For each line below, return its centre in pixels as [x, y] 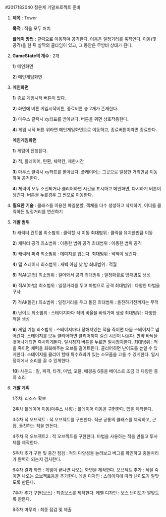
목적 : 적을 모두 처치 [31, 28]
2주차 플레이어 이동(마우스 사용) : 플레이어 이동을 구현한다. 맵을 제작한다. [83, 409]
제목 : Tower [25, 18]
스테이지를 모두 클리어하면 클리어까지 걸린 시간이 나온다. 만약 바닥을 [92, 336]
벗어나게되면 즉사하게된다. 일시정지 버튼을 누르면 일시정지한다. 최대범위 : [82, 342]
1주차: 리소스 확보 [29, 398]
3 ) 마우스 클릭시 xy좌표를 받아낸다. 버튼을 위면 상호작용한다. [70, 119]
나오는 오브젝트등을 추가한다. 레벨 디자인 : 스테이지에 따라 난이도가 [86, 476]
